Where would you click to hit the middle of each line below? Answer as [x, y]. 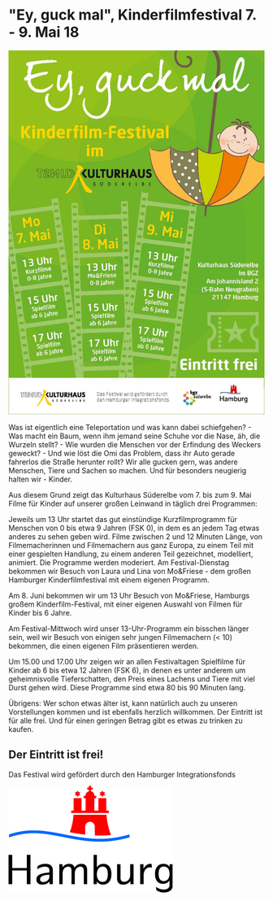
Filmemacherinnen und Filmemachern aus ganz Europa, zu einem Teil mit [131, 545]
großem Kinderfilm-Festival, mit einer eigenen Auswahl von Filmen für [126, 604]
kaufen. [21, 729]
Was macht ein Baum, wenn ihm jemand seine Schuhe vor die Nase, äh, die [134, 436]
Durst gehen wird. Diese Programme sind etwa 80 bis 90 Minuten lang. [127, 687]
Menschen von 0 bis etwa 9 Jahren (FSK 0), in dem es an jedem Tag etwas [134, 528]
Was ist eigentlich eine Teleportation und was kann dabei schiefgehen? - [130, 427]
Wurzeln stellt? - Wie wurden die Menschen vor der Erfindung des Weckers [135, 444]
